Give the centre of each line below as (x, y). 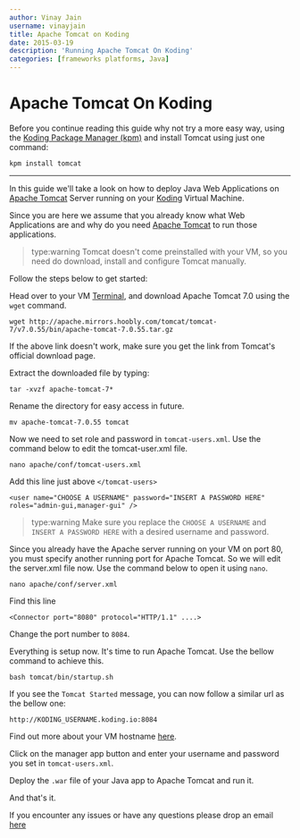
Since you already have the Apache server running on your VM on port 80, (146, 549)
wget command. (38, 305)
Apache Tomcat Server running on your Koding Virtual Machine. (127, 198)
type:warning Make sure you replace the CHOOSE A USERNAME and (148, 522)
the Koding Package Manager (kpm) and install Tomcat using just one (137, 137)
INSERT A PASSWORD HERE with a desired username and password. (150, 531)
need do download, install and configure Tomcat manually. (139, 261)
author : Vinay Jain (46, 17)
